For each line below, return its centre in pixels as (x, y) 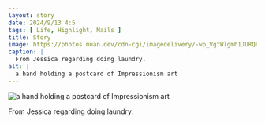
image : (19, 45)
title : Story (30, 37)
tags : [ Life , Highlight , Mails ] (65, 30)
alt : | (19, 67)
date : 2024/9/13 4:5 (42, 23)
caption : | (26, 52)
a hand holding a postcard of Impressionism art (97, 74)
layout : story (32, 15)
